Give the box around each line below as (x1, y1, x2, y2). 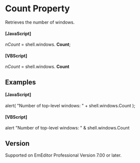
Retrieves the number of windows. (5, 19, 75, 25)
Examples (5, 78, 36, 86)
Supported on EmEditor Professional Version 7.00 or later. (5, 152, 122, 158)
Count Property (5, 3, 70, 14)
